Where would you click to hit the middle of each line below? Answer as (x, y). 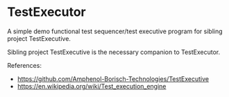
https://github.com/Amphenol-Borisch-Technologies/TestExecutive (113, 79)
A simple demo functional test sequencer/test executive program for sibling (115, 31)
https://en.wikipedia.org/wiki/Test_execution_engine (92, 86)
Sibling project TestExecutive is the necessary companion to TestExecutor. (114, 52)
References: (24, 65)
